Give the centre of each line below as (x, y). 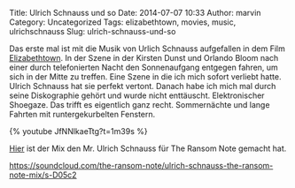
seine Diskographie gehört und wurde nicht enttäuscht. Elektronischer (137, 95)
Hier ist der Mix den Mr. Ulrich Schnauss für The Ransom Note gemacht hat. (148, 148)
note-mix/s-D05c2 (43, 175)
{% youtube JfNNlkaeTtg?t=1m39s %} (78, 131)
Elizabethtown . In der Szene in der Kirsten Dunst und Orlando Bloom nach (144, 58)
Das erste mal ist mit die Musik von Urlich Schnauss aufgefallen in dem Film (147, 49)
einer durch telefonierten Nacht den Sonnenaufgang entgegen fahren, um (144, 67)
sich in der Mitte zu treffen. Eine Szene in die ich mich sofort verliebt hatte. (145, 77)
